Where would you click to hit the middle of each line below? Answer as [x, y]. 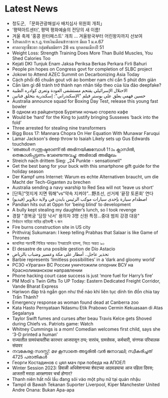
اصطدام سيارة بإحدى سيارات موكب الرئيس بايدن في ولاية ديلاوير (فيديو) [79, 199]
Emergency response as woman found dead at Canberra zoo [75, 302]
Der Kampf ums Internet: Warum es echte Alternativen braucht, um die [85, 176]
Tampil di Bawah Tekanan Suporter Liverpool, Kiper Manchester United [86, 384]
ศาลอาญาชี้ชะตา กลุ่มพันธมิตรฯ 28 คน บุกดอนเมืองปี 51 [58, 47]
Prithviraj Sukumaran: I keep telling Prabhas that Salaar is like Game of [85, 232]
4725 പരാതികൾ [30, 357]
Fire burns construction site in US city [51, 227]
